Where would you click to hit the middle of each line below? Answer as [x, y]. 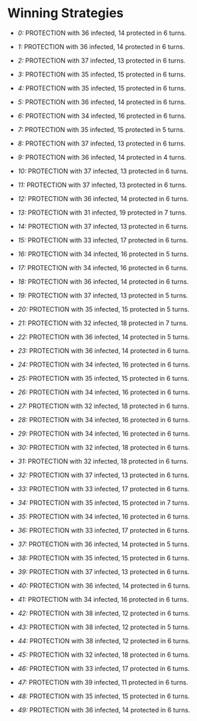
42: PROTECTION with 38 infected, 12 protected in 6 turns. [104, 613]
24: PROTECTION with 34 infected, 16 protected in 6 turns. [104, 364]
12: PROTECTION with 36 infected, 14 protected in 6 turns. [103, 198]
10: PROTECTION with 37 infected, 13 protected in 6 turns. [103, 171]
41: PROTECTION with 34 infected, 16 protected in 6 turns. [103, 599]
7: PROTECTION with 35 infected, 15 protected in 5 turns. [101, 129]
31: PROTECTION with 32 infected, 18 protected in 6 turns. [103, 461]
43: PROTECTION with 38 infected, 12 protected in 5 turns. [103, 627]
